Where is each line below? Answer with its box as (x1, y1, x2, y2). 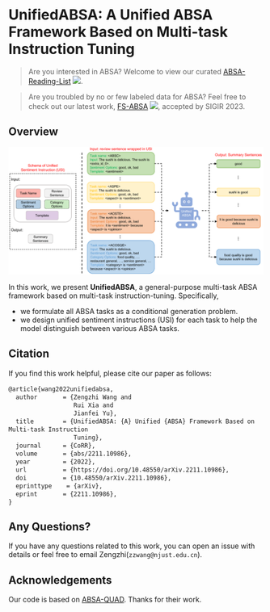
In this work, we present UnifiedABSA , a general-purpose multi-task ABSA (8, 282, 258, 291)
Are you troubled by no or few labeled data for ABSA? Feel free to (27, 91, 247, 102)
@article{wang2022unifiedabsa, (8, 385, 114, 393)
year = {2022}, (15, 458, 95, 466)
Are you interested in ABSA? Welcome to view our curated (27, 66, 222, 76)
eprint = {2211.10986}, (15, 490, 117, 498)
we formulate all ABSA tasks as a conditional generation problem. (19, 306, 238, 316)
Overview (8, 125, 59, 139)
